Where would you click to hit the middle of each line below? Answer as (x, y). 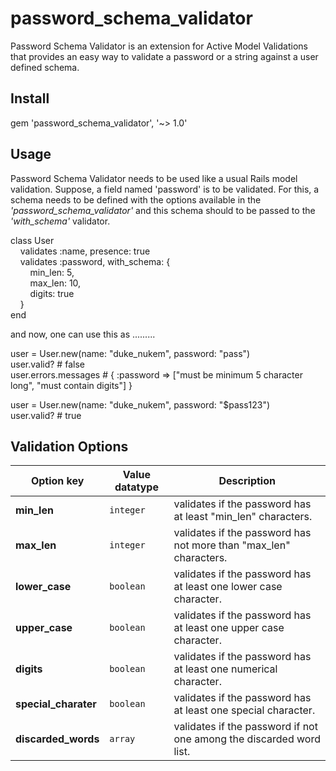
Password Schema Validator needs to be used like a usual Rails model (154, 178)
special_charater (56, 704)
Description (247, 481)
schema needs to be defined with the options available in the (136, 199)
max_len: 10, (55, 283)
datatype (136, 487)
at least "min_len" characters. (243, 517)
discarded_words (57, 739)
